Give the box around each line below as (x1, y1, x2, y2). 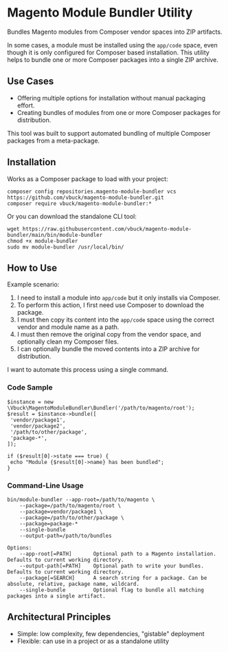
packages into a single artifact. (7, 592, 106, 600)
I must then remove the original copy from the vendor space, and (16, 330, 201, 339)
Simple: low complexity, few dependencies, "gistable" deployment (16, 629, 205, 638)
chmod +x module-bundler (7, 238, 78, 244)
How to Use (7, 262, 58, 273)
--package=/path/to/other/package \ (19, 514, 125, 521)
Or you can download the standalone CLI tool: (7, 212, 137, 220)
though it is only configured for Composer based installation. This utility (7, 48, 209, 56)
